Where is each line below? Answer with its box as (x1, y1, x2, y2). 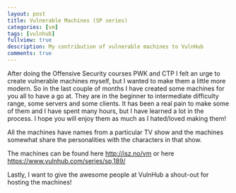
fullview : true (7, 37, 52, 44)
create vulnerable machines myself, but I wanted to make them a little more (7, 76, 226, 85)
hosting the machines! (7, 177, 72, 186)
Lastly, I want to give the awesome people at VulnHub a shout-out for (7, 170, 209, 179)
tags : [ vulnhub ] (7, 30, 55, 37)
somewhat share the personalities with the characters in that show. (7, 135, 203, 144)
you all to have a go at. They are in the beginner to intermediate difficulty (7, 91, 219, 100)
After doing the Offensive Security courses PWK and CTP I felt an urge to (7, 69, 220, 78)
